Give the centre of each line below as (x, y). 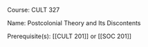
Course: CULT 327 (34, 10)
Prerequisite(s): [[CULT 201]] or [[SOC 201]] (70, 36)
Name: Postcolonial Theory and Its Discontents (74, 23)
